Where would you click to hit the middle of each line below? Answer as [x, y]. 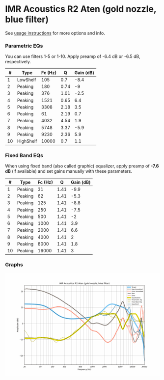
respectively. [18, 62]
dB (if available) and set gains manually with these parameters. [69, 171]
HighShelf [27, 141]
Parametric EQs [24, 46]
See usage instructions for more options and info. [55, 33]
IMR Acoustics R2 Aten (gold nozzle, [81, 9]
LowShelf [27, 80]
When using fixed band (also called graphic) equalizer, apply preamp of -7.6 [82, 166]
